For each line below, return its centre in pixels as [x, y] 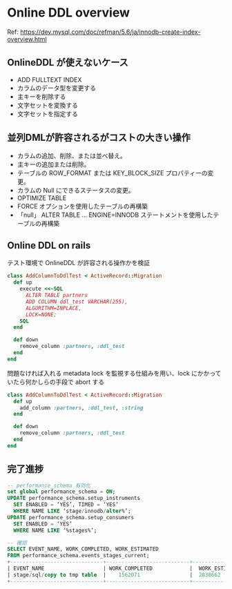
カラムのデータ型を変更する [57, 88]
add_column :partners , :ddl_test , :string [81, 408]
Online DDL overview [68, 13]
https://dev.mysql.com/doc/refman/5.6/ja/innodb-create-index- [110, 32]
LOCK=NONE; [41, 315]
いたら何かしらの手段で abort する [56, 382]
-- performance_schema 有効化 [49, 485]
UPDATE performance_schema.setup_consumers [71, 517]
